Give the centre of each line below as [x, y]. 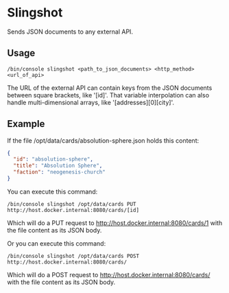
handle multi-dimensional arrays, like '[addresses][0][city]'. [91, 102]
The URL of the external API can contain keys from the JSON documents [110, 88]
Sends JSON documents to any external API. [70, 32]
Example [26, 124]
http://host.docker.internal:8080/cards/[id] [73, 210]
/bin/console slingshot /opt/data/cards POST [73, 256]
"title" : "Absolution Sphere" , [58, 166]
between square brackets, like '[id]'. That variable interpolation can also [108, 95]
